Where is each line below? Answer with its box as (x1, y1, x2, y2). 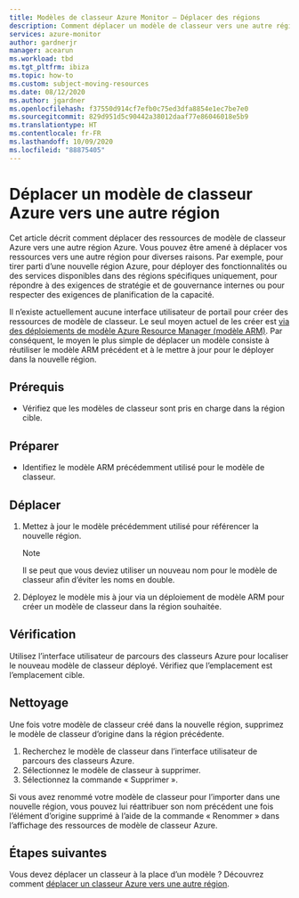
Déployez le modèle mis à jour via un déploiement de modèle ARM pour (21, 592, 285, 602)
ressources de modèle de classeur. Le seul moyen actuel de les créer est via (9, 315, 290, 326)
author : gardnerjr (9, 37, 77, 47)
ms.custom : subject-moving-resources (9, 79, 149, 88)
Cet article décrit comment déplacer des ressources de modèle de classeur (9, 233, 287, 243)
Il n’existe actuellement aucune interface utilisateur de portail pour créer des (9, 306, 289, 317)
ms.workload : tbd (9, 54, 74, 63)
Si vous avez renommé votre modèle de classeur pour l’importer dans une (9, 791, 280, 802)
